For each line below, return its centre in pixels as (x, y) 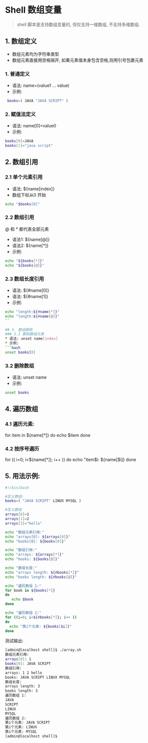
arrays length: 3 (23, 686)
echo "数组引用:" (21, 550)
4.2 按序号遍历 (22, 448)
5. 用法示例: (23, 476)
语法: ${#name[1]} (30, 296)
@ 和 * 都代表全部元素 (27, 229)
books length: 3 (21, 691)
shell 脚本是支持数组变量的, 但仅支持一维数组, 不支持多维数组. (78, 24)
